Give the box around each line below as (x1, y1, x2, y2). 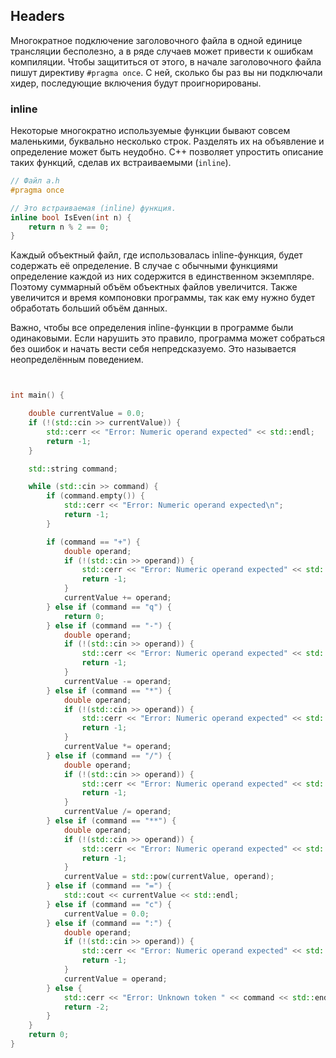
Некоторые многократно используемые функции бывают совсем (10, 125, 291, 137)
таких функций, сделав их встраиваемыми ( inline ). (10, 157, 232, 169)
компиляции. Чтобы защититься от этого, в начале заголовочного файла (10, 55, 322, 68)
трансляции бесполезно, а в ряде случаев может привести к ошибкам (10, 45, 314, 57)
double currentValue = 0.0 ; (28, 409, 145, 419)
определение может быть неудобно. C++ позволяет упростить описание (10, 146, 324, 158)
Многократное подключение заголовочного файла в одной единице (10, 34, 303, 46)
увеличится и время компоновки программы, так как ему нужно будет (10, 292, 316, 304)
